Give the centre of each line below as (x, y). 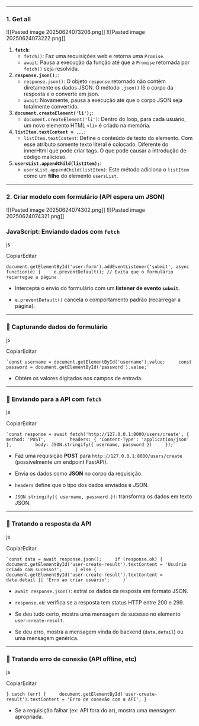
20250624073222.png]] (36, 39)
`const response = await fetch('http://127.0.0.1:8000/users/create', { (98, 434)
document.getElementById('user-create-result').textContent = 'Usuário (96, 564)
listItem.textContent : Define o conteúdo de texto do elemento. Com (108, 138)
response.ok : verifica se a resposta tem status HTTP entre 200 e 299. (99, 602)
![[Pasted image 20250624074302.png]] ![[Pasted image (76, 210)
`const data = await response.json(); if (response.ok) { (84, 559)
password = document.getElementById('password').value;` (78, 367)
